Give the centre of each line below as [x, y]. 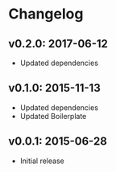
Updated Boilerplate [53, 116]
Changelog [46, 14]
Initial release [42, 161]
